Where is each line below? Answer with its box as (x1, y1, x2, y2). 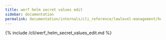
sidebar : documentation (5, 12, 54, 17)
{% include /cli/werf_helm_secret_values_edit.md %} (5, 30, 112, 36)
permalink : (5, 16, 28, 21)
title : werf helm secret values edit (5, 7, 83, 12)
